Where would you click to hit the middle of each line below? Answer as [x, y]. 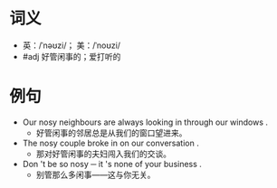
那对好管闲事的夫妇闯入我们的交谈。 [104, 154]
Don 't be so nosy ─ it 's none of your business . [112, 164]
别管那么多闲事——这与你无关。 [96, 174]
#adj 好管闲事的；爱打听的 [72, 56]
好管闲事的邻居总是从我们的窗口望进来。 [111, 133]
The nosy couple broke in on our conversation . [110, 143]
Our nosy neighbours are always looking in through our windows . [145, 122]
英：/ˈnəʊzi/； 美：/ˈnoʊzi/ [71, 45]
